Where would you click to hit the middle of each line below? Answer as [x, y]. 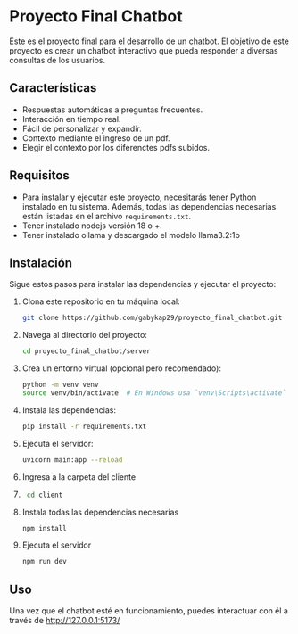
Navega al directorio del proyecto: [84, 335]
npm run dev [44, 562]
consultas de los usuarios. [57, 60]
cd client [45, 495]
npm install [44, 528]
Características [53, 88]
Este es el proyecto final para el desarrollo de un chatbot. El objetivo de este [149, 41]
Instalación [41, 263]
